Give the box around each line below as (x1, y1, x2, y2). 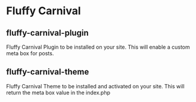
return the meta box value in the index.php (6, 89, 110, 96)
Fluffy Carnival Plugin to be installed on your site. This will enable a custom (6, 43, 191, 50)
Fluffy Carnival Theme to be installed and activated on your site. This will (6, 82, 185, 90)
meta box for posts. (6, 50, 54, 57)
